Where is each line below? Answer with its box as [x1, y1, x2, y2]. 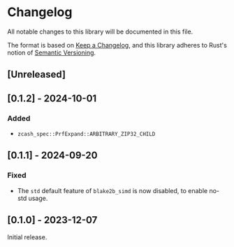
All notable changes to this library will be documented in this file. [7, 27, 193, 36]
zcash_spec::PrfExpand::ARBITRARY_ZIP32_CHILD [17, 131, 156, 138]
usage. [28, 194, 48, 202]
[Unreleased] [7, 69, 66, 80]
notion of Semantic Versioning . [7, 48, 96, 57]
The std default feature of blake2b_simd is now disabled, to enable [17, 186, 208, 195]
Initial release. [7, 232, 47, 241]
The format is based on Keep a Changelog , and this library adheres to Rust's [7, 41, 227, 49]
